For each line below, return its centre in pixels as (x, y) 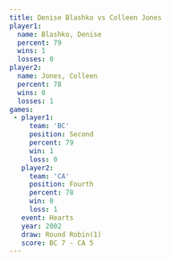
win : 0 (41, 201)
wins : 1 (32, 51)
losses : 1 (35, 101)
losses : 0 (35, 59)
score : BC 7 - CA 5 (57, 243)
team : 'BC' (49, 126)
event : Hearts (47, 217)
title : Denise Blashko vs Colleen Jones (86, 17)
